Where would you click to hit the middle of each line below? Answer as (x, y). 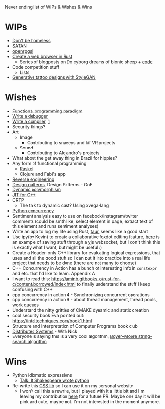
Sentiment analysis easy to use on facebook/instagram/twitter (75, 216)
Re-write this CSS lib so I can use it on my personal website (73, 386)
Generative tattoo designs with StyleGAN (54, 77)
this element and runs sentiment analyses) (55, 226)
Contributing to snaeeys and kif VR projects (71, 142)
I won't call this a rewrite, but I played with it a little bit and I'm (82, 391)
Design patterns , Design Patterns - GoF (52, 184)
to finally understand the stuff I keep (114, 284)
